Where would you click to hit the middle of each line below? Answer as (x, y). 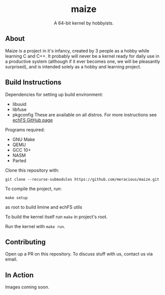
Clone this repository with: (32, 170)
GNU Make (24, 139)
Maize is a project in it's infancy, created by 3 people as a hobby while (77, 50)
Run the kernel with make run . (35, 226)
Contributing (25, 242)
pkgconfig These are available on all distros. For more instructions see (84, 115)
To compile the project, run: (34, 189)
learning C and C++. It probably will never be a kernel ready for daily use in (82, 56)
